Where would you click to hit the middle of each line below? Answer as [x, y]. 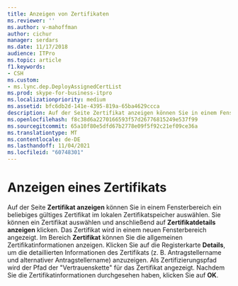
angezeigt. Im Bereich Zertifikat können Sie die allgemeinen [95, 237]
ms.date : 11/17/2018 [38, 47]
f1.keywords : [27, 67]
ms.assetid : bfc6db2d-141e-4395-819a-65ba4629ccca [84, 106]
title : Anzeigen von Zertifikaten [58, 14]
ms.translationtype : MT [42, 133]
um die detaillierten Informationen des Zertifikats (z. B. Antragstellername [114, 252]
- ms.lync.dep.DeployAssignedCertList [64, 87]
